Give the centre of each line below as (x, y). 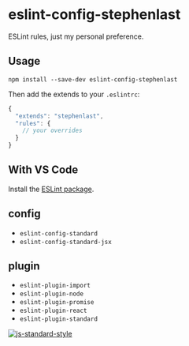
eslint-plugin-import (55, 286)
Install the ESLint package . (51, 189)
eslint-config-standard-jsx (65, 242)
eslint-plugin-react (53, 311)
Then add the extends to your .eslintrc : (74, 94)
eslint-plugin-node (52, 294)
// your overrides (52, 131)
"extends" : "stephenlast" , (59, 116)
